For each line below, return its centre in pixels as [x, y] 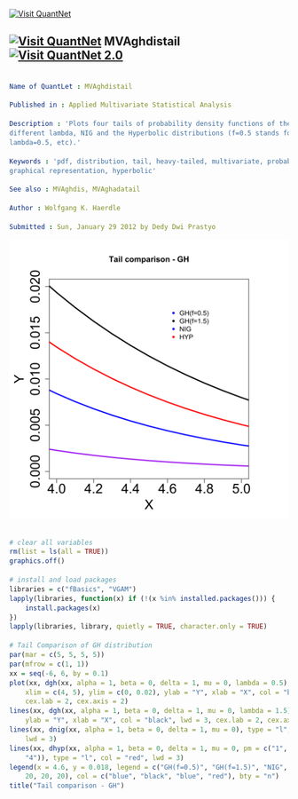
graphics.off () [37, 561]
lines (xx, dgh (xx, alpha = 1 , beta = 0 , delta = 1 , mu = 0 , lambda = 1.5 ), [152, 711]
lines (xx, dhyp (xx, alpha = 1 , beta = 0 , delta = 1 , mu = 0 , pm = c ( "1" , [149, 748]
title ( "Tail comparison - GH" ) [67, 786]
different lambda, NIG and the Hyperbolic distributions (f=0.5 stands [144, 133]
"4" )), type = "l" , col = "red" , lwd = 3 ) [105, 758]
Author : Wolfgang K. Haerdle [65, 209]
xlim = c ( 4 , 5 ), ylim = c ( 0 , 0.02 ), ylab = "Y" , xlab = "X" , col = [153, 692]
